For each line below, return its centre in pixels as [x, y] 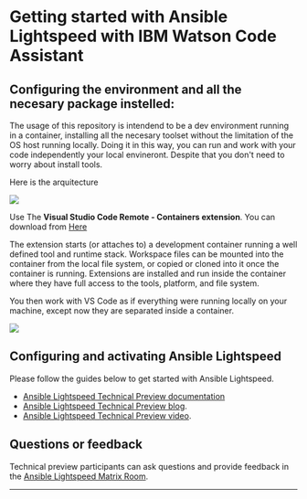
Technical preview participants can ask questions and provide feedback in [149, 466]
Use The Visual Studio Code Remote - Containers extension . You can [143, 217]
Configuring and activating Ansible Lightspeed [145, 357]
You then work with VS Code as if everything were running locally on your [148, 301]
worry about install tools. [56, 165]
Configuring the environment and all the [126, 89]
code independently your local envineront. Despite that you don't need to [147, 154]
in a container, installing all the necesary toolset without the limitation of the [152, 135]
